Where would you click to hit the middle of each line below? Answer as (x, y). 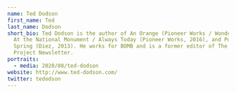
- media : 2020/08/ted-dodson (56, 66)
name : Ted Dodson (33, 14)
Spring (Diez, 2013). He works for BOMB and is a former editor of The (121, 46)
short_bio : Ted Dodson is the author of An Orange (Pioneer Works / (110, 33)
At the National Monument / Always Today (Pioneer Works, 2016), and (117, 40)
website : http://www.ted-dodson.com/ (63, 72)
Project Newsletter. (44, 53)
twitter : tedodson (34, 79)
